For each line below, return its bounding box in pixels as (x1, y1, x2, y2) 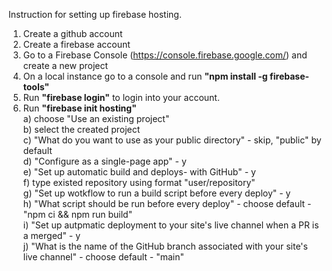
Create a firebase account (22, 39, 131, 50)
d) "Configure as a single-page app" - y (22, 155, 187, 167)
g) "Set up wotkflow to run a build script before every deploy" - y (22, 187, 291, 199)
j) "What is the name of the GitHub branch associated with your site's (22, 240, 308, 252)
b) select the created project (22, 124, 141, 135)
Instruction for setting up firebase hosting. (8, 9, 182, 20)
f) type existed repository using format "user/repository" (22, 177, 256, 188)
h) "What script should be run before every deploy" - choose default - (22, 198, 312, 209)
